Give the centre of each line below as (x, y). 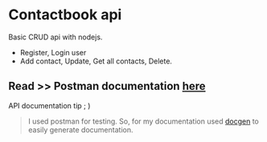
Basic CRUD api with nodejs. (55, 37)
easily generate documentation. (80, 129)
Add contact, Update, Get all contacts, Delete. (96, 61)
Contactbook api (65, 15)
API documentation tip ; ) (49, 105)
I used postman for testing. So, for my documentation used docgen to (143, 121)
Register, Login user (53, 52)
